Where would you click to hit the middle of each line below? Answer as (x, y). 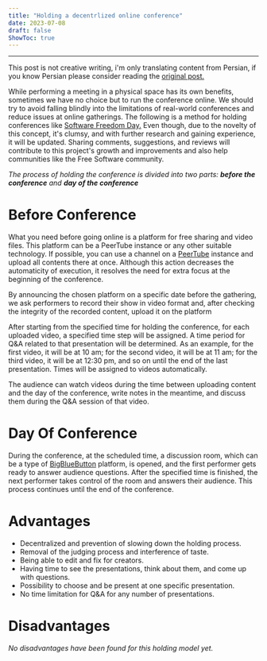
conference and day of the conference (74, 183)
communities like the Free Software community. (86, 159)
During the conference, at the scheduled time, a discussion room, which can (133, 456)
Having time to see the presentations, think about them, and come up (133, 569)
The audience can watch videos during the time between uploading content (132, 385)
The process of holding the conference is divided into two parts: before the (132, 175)
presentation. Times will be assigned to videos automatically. (108, 369)
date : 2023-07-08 (37, 23)
